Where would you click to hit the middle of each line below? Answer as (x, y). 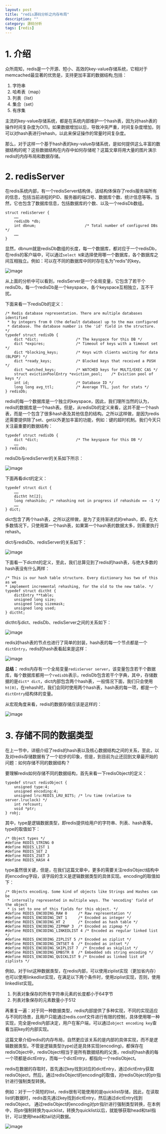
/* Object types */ (25, 838)
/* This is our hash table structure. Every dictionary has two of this (82, 578)
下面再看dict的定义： (26, 478)
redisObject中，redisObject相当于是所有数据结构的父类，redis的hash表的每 (82, 1052)
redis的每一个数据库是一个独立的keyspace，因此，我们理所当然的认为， (78, 401)
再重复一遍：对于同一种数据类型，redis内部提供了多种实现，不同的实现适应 (82, 1010)
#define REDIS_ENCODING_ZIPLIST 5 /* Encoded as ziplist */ (68, 939)
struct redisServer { (27, 213)
